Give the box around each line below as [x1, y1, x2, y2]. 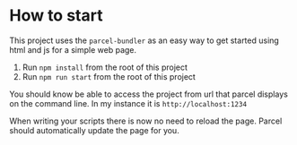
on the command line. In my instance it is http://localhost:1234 [9, 98, 248, 108]
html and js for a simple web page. [9, 44, 137, 55]
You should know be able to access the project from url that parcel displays [9, 89, 289, 99]
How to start [9, 5, 103, 26]
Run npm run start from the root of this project [22, 71, 196, 81]
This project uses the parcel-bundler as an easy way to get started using [9, 35, 280, 46]
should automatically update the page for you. [9, 124, 179, 135]
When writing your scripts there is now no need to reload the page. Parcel [9, 115, 283, 126]
